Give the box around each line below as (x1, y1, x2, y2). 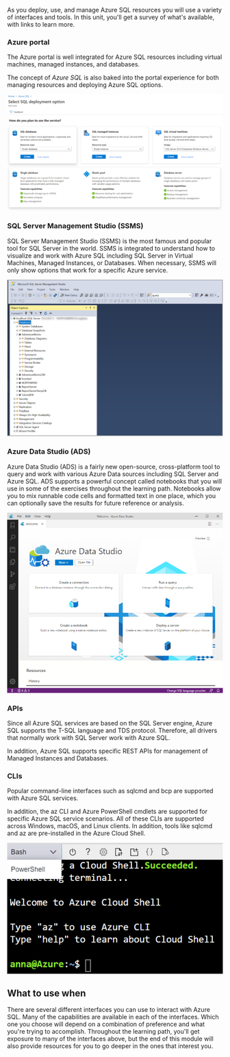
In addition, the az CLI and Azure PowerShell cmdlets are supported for (7, 808, 207, 816)
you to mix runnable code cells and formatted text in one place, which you (7, 491, 216, 499)
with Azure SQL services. (7, 794, 79, 802)
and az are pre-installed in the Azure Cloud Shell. (7, 829, 146, 838)
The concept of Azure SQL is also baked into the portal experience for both (7, 73, 219, 82)
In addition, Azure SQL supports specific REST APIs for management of (7, 747, 208, 756)
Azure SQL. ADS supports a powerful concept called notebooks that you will (7, 477, 222, 485)
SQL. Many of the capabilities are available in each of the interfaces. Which (7, 1013, 219, 1021)
